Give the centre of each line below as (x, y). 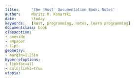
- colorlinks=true (24, 69)
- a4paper (15, 41)
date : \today (25, 19)
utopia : (13, 73)
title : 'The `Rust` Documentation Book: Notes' (60, 10)
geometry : (15, 50)
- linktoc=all (20, 64)
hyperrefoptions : (23, 60)
